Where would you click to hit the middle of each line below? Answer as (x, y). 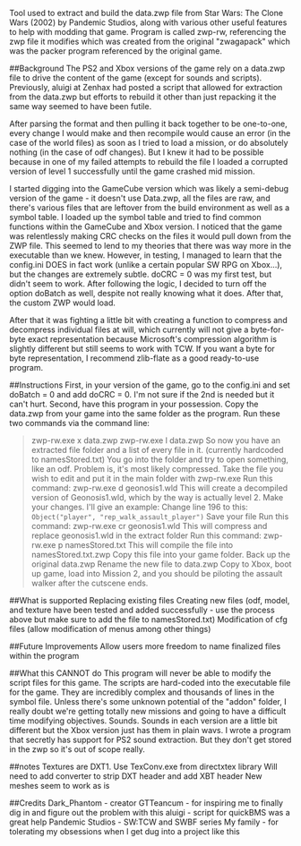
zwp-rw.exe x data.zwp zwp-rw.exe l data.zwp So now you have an (155, 440)
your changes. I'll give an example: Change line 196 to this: (139, 507)
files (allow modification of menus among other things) (110, 629)
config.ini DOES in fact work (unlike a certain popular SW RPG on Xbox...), (146, 265)
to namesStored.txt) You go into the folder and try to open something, (160, 459)
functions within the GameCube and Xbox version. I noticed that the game (146, 226)
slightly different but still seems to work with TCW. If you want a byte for (142, 349)
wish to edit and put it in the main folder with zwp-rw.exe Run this (152, 479)
